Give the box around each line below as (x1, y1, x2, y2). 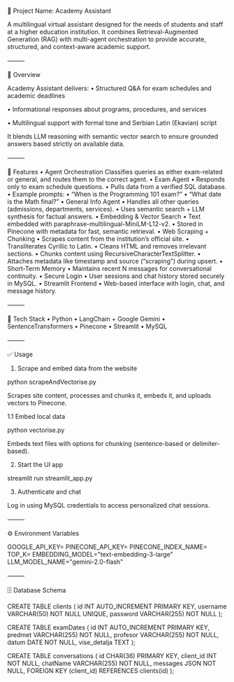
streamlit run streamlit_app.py (7, 474, 93, 482)
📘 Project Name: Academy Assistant (7, 7, 112, 15)
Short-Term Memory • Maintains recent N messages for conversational (7, 265, 212, 272)
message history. (7, 287, 57, 295)
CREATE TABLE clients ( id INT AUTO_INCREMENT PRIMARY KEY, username (7, 602, 227, 611)
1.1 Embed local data (7, 412, 66, 420)
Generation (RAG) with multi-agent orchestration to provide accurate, (7, 35, 207, 43)
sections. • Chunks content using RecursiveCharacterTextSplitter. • (7, 249, 201, 258)
